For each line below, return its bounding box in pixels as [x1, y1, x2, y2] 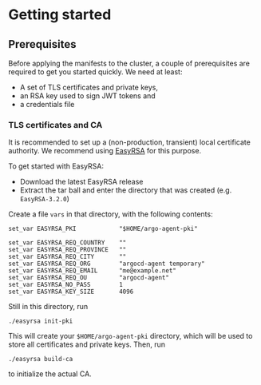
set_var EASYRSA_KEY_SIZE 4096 [8, 288, 134, 296]
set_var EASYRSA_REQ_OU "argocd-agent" [8, 274, 170, 282]
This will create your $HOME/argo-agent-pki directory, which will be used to [8, 331, 253, 341]
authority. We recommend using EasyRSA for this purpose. [8, 146, 202, 156]
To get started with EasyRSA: [8, 161, 104, 171]
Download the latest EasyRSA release [19, 177, 144, 187]
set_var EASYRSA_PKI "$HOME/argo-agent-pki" [8, 225, 198, 233]
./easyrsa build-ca [8, 355, 73, 363]
